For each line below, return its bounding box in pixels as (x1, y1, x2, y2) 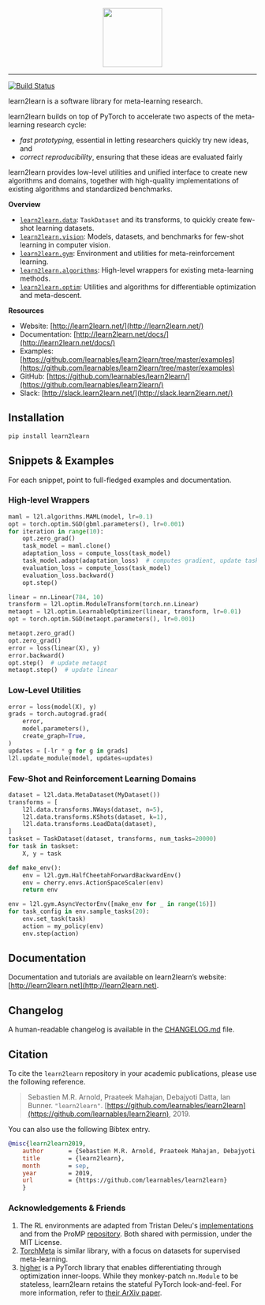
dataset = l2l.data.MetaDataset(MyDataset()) (8, 790, 160, 798)
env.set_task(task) (22, 915, 87, 923)
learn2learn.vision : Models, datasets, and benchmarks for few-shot (19, 232, 244, 241)
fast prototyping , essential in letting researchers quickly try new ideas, (19, 135, 249, 145)
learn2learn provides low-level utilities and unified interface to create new (8, 168, 248, 177)
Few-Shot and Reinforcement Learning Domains (8, 773, 196, 784)
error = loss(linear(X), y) (8, 644, 101, 652)
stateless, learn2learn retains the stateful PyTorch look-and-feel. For (19, 1279, 242, 1288)
